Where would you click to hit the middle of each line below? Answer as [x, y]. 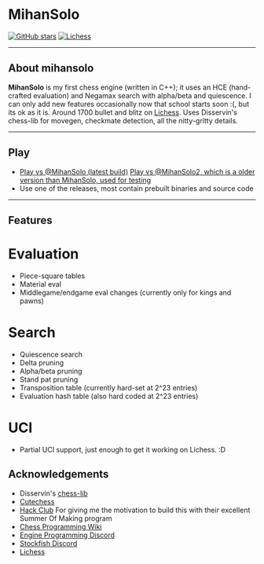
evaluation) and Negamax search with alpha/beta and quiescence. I [142, 95]
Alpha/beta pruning [51, 371]
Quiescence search [51, 354]
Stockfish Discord [48, 543]
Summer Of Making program [66, 518]
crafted [20, 95]
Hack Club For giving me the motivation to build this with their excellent [135, 510]
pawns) [32, 301]
